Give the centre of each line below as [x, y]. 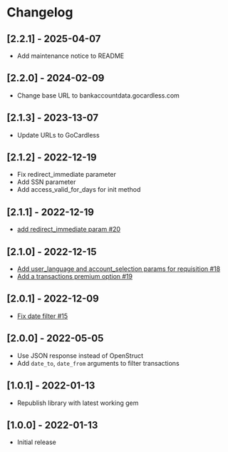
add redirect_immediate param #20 [69, 230]
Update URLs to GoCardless [58, 135]
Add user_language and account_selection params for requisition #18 [119, 269]
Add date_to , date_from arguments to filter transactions [98, 363]
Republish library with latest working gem [78, 403]
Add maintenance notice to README [71, 56]
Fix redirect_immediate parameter [67, 175]
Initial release [36, 442]
